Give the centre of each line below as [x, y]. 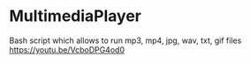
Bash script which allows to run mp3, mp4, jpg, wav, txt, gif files [125, 40]
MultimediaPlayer [76, 16]
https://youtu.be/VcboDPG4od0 [67, 49]
